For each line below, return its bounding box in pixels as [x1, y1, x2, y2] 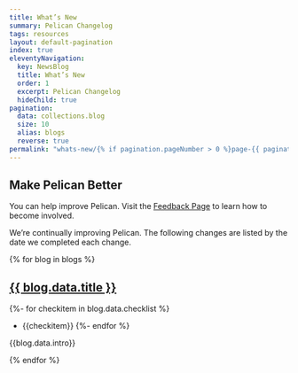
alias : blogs [17, 128, 66, 137]
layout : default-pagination [9, 37, 114, 47]
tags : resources [9, 29, 69, 38]
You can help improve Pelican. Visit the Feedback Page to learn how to [9, 201, 268, 212]
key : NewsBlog [17, 63, 69, 72]
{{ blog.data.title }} [9, 280, 117, 295]
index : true [9, 46, 53, 55]
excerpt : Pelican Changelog [17, 87, 122, 96]
